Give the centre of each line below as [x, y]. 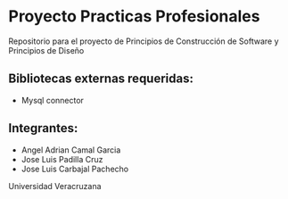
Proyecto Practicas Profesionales [134, 17]
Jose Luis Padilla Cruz [62, 159]
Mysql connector [52, 100]
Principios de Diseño [46, 50]
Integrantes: [43, 128]
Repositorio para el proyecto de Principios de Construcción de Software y [144, 41]
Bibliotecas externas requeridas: [101, 79]
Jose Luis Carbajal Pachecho [75, 169]
